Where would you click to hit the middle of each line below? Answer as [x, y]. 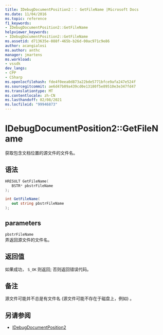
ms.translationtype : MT [29, 91]
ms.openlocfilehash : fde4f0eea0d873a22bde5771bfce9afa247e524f [71, 82]
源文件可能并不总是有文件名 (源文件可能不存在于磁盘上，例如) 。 [70, 299]
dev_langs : [16, 69]
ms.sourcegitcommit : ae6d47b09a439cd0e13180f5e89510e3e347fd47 [71, 86]
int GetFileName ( [23, 199]
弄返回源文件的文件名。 [28, 240]
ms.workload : [18, 59]
